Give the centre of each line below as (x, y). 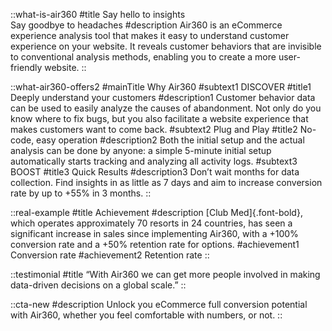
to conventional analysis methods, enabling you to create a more (143, 57)
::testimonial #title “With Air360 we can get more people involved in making (165, 274)
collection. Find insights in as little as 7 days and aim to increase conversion (166, 182)
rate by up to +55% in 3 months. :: (81, 193)
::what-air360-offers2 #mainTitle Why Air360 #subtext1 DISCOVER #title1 (161, 87)
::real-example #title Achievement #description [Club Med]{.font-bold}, (156, 212)
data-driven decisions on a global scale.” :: (98, 285)
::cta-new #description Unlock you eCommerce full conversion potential (159, 304)
